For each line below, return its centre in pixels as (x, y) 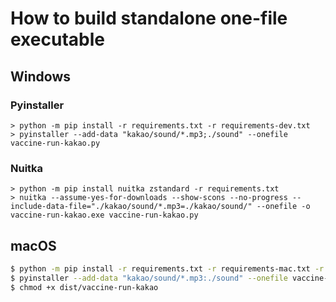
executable (57, 39)
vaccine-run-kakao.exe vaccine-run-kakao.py (104, 215)
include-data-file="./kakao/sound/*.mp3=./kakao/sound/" (131, 207)
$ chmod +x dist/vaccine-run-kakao (84, 287)
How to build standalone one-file (149, 18)
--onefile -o (283, 207)
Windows (40, 76)
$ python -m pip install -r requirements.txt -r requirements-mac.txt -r (167, 268)
